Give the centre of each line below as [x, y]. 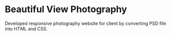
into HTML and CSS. [26, 28]
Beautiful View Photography [66, 9]
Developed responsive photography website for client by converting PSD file [85, 23]
